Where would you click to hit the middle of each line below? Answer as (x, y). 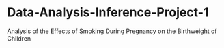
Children (19, 38)
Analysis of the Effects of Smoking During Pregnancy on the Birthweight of (112, 31)
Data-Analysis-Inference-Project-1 (108, 13)
